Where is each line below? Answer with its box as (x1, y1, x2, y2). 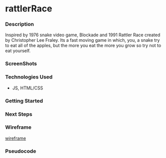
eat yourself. (5, 48, 31, 54)
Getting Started (5, 97, 43, 104)
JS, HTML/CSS (12, 85, 43, 91)
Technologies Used (5, 74, 53, 80)
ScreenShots (5, 60, 37, 67)
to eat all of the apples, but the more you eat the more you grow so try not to (5, 43, 162, 49)
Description (5, 21, 34, 28)
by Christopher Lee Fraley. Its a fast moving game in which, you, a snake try (5, 37, 160, 43)
